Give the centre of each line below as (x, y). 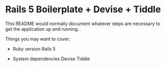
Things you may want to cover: (38, 39)
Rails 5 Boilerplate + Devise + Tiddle (83, 9)
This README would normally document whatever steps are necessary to (83, 24)
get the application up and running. (42, 29)
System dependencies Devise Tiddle (51, 59)
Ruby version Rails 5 (34, 49)
